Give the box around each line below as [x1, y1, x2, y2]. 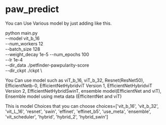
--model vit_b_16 [5, 35, 40, 41]
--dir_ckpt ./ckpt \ [5, 67, 43, 74]
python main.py [5, 30, 38, 36]
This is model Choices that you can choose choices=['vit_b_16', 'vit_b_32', [5, 103, 159, 109]
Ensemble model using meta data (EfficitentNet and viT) [5, 93, 122, 99]
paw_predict [5, 4, 59, 15]
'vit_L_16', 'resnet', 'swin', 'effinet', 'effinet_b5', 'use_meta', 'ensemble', [5, 108, 151, 114]
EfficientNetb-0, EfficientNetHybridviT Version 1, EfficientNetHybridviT [5, 82, 153, 89]
